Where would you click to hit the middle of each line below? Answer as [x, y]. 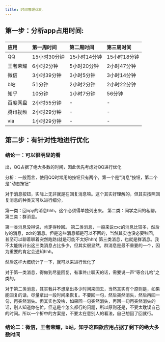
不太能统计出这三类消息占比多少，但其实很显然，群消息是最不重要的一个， [80, 245]
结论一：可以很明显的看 [33, 155]
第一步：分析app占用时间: [44, 31]
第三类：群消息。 [22, 217]
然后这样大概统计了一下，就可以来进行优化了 [50, 262]
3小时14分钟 [122, 75]
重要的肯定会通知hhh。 [32, 251]
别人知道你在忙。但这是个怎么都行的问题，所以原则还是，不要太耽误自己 [87, 307]
